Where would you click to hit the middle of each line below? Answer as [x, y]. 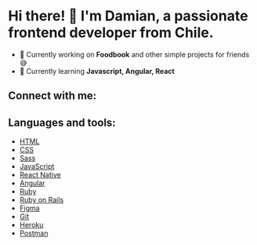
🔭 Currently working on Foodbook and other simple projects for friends [134, 54]
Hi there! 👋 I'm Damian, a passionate [128, 16]
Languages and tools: [62, 122]
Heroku [31, 225]
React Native [40, 175]
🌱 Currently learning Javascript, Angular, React [97, 71]
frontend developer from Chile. [111, 33]
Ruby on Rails [42, 200]
